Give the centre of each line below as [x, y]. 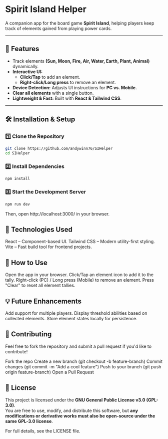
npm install [17, 179]
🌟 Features [22, 49]
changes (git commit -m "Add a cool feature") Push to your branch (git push [83, 366]
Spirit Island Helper [46, 9]
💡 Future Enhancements [43, 301]
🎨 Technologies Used [39, 229]
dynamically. [25, 66]
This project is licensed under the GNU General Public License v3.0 [75, 400]
